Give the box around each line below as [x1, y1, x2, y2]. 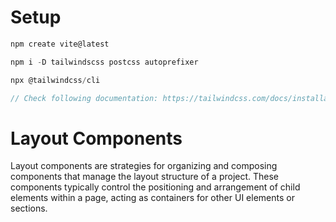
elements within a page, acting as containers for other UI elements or [10, 192, 295, 204]
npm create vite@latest [10, 39, 110, 49]
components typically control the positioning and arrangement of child [10, 181, 301, 193]
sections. [10, 202, 48, 215]
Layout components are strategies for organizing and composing [10, 160, 278, 172]
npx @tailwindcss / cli [10, 75, 101, 85]
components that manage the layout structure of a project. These [10, 171, 280, 183]
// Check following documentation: [10, 93, 159, 103]
